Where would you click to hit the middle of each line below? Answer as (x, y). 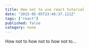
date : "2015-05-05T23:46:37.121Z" (41, 14)
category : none (21, 28)
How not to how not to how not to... (41, 41)
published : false (23, 23)
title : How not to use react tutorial (45, 9)
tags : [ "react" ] (22, 18)
